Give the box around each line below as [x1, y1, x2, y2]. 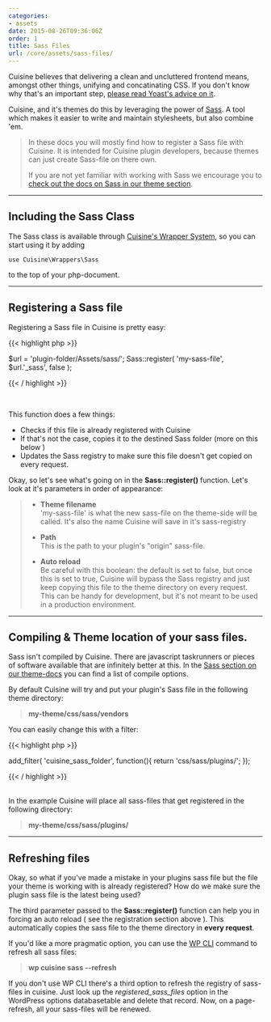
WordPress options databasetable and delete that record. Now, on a [8, 996, 234, 1006]
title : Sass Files [8, 42, 70, 50]
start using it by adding [8, 240, 85, 249]
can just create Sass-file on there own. [27, 155, 157, 164]
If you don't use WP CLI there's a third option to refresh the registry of [8, 978, 241, 988]
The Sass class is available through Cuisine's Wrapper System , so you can [8, 231, 256, 241]
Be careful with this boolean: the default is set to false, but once [40, 565, 252, 575]
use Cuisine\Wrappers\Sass [8, 256, 99, 264]
